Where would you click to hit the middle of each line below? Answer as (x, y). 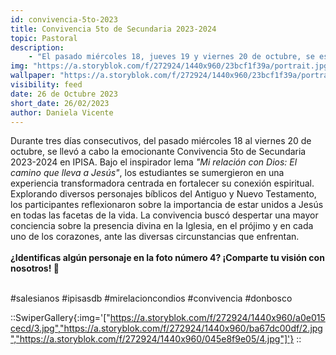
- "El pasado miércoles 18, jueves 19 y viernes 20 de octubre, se (171, 57)
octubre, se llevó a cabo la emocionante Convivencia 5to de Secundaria (158, 152)
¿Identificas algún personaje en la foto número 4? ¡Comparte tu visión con (167, 258)
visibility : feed (46, 85)
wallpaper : (33, 76)
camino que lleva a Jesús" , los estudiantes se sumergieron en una (147, 173)
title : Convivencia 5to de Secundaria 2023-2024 (113, 29)
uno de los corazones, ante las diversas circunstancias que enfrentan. (155, 237)
